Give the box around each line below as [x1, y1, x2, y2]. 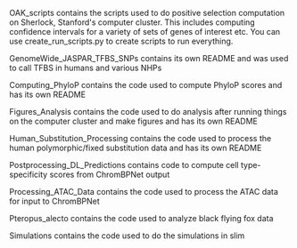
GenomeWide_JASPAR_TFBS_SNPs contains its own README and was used [9, 53, 289, 63]
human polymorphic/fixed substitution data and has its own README [9, 142, 262, 153]
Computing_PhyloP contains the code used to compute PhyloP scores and [9, 80, 283, 90]
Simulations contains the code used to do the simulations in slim [9, 230, 245, 241]
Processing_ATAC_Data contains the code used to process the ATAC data [9, 187, 279, 196]
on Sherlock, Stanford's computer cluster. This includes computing [9, 17, 256, 28]
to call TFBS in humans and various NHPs [9, 62, 162, 73]
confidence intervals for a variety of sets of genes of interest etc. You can [9, 27, 281, 36]
